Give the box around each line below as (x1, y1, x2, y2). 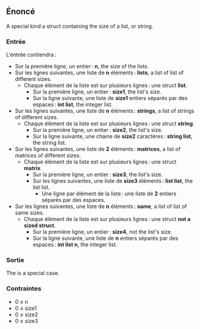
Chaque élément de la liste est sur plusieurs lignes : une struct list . (23, 82, 187, 89)
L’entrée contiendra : (6, 51, 57, 58)
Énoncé (6, 7, 35, 17)
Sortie (6, 256, 24, 264)
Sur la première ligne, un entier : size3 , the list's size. (32, 171, 163, 178)
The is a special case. (6, 270, 60, 277)
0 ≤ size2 (14, 310, 38, 318)
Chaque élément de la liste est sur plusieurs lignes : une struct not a (23, 216, 191, 223)
